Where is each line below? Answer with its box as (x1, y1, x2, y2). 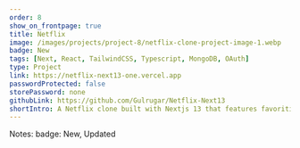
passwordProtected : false (9, 79, 105, 88)
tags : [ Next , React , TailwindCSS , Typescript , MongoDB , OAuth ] (9, 54, 250, 63)
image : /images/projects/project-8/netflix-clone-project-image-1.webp (9, 37, 281, 47)
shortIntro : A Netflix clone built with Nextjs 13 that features (9, 104, 257, 113)
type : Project (9, 63, 62, 72)
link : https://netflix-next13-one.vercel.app (9, 71, 181, 80)
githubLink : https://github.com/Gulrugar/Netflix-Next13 (9, 95, 226, 105)
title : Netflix (9, 29, 66, 38)
